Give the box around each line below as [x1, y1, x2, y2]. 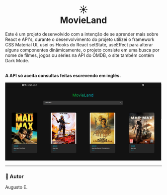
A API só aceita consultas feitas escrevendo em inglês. [5, 72, 121, 78]
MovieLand [60, 14, 107, 26]
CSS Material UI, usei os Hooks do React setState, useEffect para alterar [5, 41, 153, 47]
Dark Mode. [5, 57, 29, 63]
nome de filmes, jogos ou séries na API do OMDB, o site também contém [5, 52, 154, 58]
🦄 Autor [5, 173, 24, 180]
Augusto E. [5, 184, 28, 191]
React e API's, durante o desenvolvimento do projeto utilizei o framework [5, 36, 155, 42]
